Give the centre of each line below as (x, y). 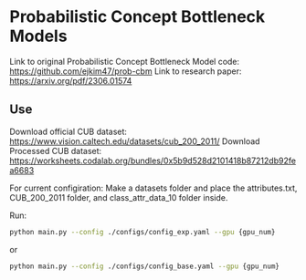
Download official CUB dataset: (69, 131)
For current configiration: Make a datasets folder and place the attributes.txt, (153, 188)
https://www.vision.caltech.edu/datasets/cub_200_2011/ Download (135, 141)
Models (38, 36)
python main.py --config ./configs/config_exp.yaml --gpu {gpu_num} (142, 232)
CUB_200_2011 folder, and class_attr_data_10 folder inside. (119, 197)
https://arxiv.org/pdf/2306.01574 (71, 80)
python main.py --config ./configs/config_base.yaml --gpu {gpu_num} (145, 266)
